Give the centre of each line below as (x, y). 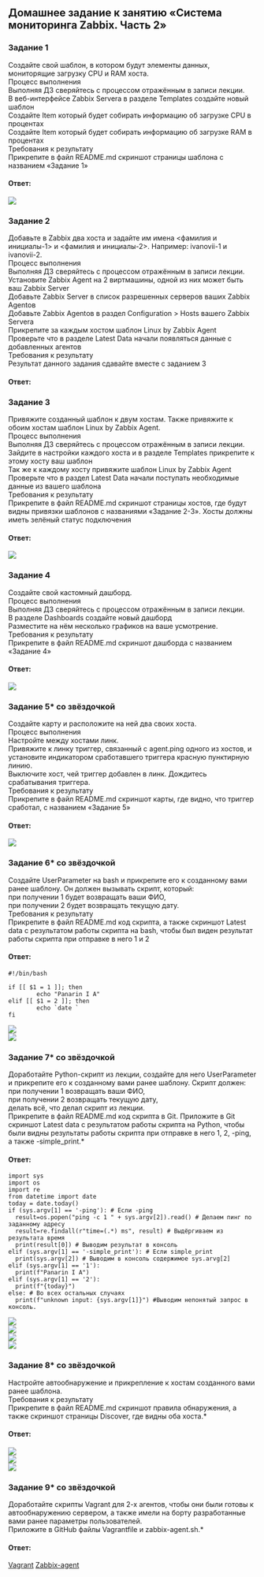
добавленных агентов (45, 347)
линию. (20, 766)
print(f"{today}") (46, 1287)
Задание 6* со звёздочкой (62, 863)
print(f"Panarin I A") (52, 1273)
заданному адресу (37, 1225)
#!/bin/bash (28, 973)
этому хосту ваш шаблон (50, 461)
